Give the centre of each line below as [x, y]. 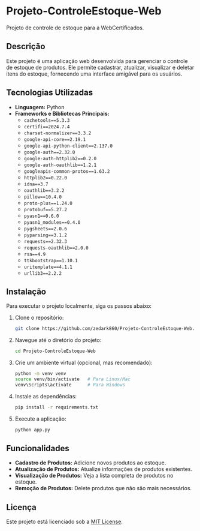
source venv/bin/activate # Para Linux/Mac [72, 379]
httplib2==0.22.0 [46, 178]
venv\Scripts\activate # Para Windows [70, 385]
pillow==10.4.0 [43, 197]
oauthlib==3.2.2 [44, 190]
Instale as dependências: [46, 396]
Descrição [26, 46]
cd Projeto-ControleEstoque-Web [55, 351]
